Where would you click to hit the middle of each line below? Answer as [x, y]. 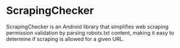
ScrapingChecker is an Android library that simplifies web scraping [87, 27]
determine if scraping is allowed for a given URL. [65, 39]
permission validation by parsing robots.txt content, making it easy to [90, 32]
